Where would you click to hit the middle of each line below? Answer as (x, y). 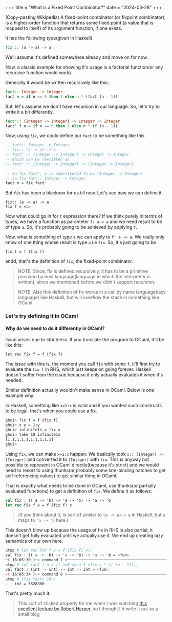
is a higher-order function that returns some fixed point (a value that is (79, 23)
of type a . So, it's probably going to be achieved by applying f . (71, 227)
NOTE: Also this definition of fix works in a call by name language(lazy (92, 292)
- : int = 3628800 (25, 584)
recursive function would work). (39, 72)
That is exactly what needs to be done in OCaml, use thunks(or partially (81, 485)
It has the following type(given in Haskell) (49, 38)
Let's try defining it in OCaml (42, 316)
